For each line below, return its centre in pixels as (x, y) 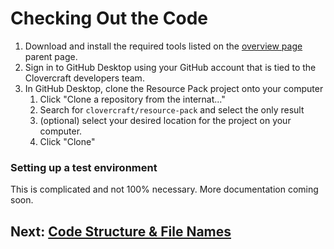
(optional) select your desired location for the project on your (165, 120)
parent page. (51, 56)
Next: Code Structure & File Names (121, 231)
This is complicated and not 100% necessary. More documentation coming (164, 189)
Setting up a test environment (84, 167)
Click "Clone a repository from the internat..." (132, 99)
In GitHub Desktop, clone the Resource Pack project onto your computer (174, 88)
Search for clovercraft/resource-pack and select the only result (172, 109)
